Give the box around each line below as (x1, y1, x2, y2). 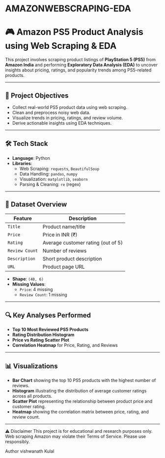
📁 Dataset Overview (5, 200, 67, 209)
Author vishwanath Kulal (5, 448, 55, 454)
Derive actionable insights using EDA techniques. (12, 120, 112, 126)
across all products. (12, 393, 53, 399)
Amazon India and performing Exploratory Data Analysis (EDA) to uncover (5, 62, 158, 68)
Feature (13, 215, 32, 222)
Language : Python (12, 155, 50, 161)
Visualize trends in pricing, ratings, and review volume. (12, 114, 123, 121)
